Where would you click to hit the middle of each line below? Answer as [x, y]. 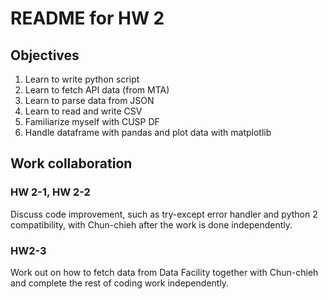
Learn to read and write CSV [83, 111]
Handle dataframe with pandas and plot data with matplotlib [148, 132]
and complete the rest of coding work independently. [120, 283]
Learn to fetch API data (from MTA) [97, 90]
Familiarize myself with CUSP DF [92, 121]
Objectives [45, 55]
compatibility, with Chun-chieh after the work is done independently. [151, 224]
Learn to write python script [82, 79]
